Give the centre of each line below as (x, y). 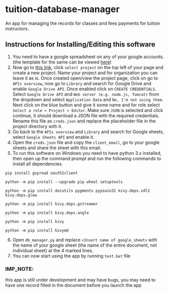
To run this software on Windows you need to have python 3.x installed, (87, 153)
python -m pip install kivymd (37, 230)
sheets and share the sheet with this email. (57, 148)
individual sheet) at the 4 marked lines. (53, 250)
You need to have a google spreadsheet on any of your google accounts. (88, 56)
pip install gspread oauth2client (42, 173)
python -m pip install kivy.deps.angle (47, 213)
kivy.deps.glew (21, 195)
